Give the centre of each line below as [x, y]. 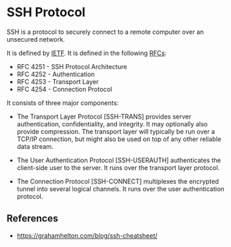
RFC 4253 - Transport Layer [58, 81]
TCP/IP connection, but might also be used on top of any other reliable [119, 139]
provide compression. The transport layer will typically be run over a [116, 131]
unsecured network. [36, 39]
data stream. [35, 146]
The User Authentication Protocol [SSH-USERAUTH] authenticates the [119, 160]
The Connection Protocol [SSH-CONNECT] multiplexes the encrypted [118, 181]
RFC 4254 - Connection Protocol [64, 89]
